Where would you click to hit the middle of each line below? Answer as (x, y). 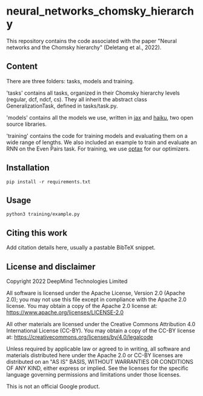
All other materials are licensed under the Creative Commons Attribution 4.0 (101, 324)
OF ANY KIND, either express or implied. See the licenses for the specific (98, 368)
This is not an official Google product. (53, 386)
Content (22, 67)
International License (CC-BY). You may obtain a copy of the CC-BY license (101, 330)
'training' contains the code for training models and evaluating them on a (97, 135)
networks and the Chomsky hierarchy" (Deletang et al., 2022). (84, 47)
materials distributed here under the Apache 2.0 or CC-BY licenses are (95, 355)
